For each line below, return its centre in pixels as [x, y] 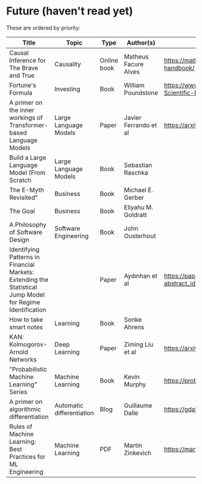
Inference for [28, 60]
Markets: [22, 272]
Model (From [27, 172]
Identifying [25, 250]
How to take [26, 319]
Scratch [20, 180]
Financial [22, 265]
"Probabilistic [28, 369]
